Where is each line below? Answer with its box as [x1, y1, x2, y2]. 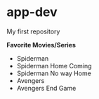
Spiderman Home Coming [16, 61, 92, 70]
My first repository [6, 27, 60, 36]
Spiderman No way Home [16, 69, 92, 77]
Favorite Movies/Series [6, 40, 77, 49]
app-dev [6, 4, 58, 20]
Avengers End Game [16, 84, 77, 92]
